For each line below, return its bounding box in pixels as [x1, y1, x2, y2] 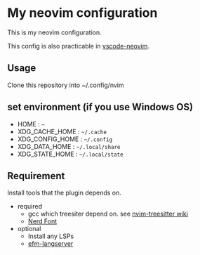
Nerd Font [27, 217, 58, 225]
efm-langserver [27, 240, 74, 248]
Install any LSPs [27, 232, 74, 240]
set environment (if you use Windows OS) [7, 101, 194, 113]
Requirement [7, 170, 65, 182]
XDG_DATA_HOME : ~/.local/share [17, 142, 121, 150]
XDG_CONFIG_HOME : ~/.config [17, 135, 113, 143]
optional [17, 225, 41, 233]
